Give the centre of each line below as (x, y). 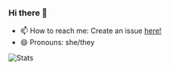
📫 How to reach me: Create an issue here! (91, 31)
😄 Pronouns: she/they (57, 43)
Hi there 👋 (28, 13)
